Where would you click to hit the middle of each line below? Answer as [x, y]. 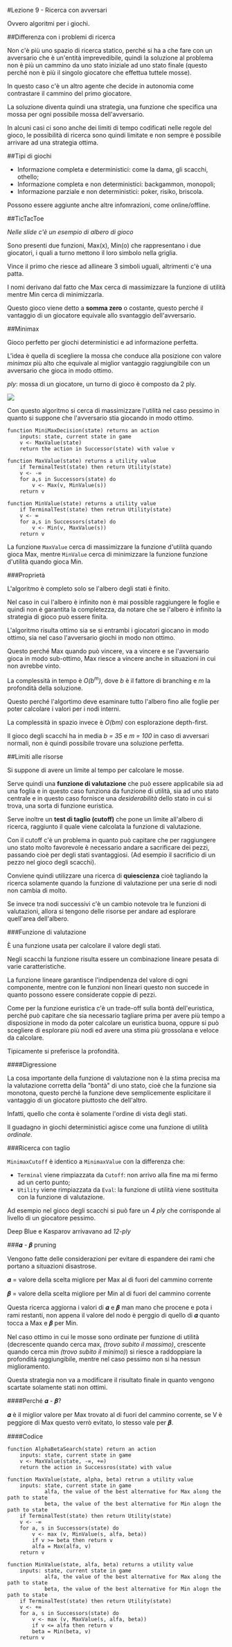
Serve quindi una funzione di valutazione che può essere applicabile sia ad [115, 783]
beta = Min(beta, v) [62, 1631]
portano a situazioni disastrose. [52, 1266]
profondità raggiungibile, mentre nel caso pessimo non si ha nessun [104, 1359]
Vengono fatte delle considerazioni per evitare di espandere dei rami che [111, 1259]
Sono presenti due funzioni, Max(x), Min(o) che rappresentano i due [104, 245]
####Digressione [32, 1064]
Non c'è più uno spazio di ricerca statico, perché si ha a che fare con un [110, 50]
